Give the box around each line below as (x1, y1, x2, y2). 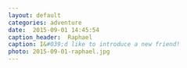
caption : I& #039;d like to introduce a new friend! (8, 41, 180, 48)
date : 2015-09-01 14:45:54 (8, 26, 100, 34)
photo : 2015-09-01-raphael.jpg (8, 48, 110, 55)
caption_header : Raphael (8, 33, 92, 41)
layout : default (8, 11, 61, 20)
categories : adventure (8, 19, 82, 27)
